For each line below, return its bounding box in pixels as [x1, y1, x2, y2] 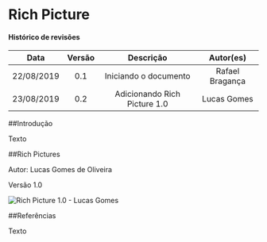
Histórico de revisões [8, 32, 81, 41]
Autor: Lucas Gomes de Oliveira [8, 165, 113, 175]
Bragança [209, 75, 246, 86]
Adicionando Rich [114, 89, 181, 100]
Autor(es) [209, 52, 246, 63]
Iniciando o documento [104, 71, 191, 82]
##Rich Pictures [8, 149, 61, 159]
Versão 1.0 [8, 180, 43, 190]
